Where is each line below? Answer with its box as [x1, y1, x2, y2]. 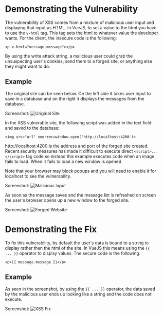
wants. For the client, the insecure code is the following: [5, 35, 117, 41]
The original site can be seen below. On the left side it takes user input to [5, 90, 151, 96]
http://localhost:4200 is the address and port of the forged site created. [5, 143, 149, 149]
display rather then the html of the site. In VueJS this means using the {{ [5, 245, 150, 251]
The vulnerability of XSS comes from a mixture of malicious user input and [5, 20, 154, 25]
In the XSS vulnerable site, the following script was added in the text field [5, 119, 152, 125]
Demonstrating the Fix [5, 223, 97, 235]
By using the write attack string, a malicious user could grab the [5, 53, 133, 59]
